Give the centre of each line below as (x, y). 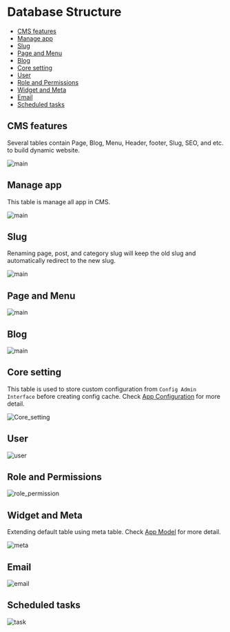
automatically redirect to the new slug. (61, 261)
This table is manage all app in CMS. (59, 201)
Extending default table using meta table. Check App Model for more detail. (114, 532)
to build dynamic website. (44, 150)
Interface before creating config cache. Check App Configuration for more (114, 396)
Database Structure (64, 12)
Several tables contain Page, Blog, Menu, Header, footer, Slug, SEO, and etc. (115, 143)
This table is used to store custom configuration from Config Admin (102, 389)
